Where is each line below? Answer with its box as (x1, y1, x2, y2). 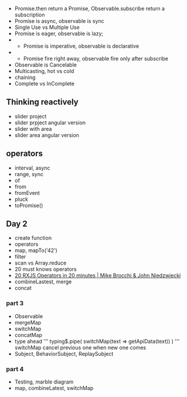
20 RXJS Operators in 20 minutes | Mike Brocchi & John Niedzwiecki (14, 272, 181, 279)
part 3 (6, 299, 24, 307)
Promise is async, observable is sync (14, 18, 104, 24)
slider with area (14, 125, 52, 132)
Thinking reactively (6, 97, 79, 107)
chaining (14, 74, 36, 81)
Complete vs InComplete (14, 80, 75, 87)
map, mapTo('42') (14, 247, 57, 254)
